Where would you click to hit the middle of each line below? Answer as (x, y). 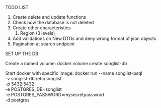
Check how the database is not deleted (53, 22)
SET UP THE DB (22, 53)
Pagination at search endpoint (44, 44)
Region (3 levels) (37, 33)
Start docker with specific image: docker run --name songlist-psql (74, 73)
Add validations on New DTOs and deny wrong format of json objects (84, 38)
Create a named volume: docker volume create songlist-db (66, 63)
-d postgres (17, 100)
